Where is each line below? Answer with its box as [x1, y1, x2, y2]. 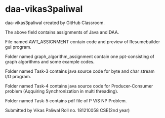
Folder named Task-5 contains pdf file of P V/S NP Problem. [5, 97, 127, 104]
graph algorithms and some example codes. [5, 59, 95, 64]
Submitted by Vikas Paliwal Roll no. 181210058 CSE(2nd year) [5, 107, 130, 113]
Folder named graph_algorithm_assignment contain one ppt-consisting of [5, 53, 155, 59]
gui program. [5, 44, 32, 50]
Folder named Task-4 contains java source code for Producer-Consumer [5, 83, 153, 89]
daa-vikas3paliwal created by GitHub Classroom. [5, 20, 105, 26]
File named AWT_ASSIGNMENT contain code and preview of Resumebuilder [5, 38, 161, 45]
